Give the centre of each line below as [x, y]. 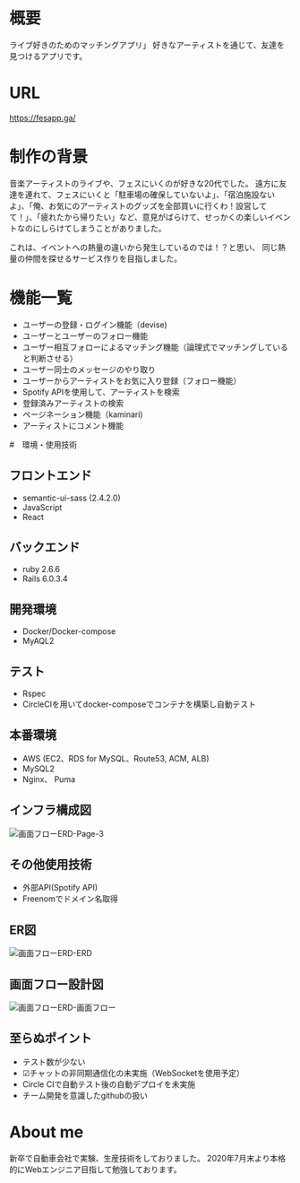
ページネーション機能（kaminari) [82, 414]
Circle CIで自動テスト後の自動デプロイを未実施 [108, 1084]
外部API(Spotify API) [60, 888]
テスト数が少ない [54, 1061]
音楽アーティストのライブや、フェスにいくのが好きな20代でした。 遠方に [144, 183]
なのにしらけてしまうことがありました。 [91, 228]
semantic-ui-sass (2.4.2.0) [71, 498]
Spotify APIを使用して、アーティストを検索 [101, 392]
